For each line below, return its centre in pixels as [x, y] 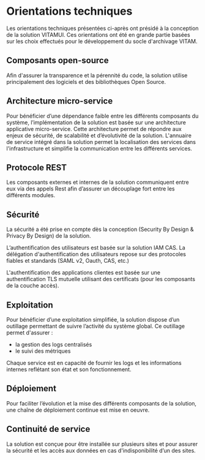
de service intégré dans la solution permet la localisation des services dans [101, 141]
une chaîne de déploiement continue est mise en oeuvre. [78, 410]
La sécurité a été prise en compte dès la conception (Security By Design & [100, 229]
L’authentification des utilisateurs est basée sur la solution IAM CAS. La [96, 248]
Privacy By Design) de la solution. [49, 236]
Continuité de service [48, 429]
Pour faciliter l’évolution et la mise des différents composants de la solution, [102, 403]
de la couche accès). [33, 285]
